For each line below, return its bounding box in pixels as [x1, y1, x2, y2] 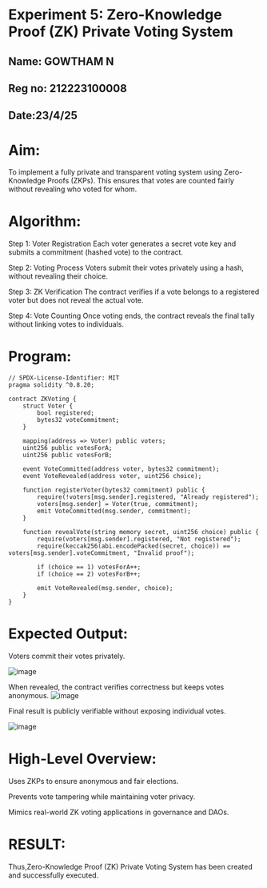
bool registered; [37, 409, 94, 417]
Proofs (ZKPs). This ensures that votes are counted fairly [47, 176, 234, 186]
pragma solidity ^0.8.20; [8, 381, 94, 389]
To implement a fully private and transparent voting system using [8, 167, 222, 177]
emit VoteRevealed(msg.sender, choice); [37, 585, 173, 593]
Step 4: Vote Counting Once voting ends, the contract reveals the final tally [8, 311, 255, 321]
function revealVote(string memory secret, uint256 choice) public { [22, 528, 260, 536]
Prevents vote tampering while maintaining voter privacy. [8, 792, 196, 802]
